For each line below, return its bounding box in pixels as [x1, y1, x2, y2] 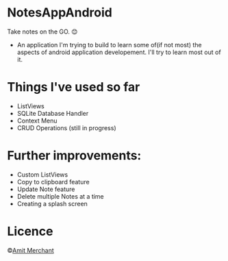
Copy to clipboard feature [16, 177, 90, 186]
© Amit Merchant [7, 246, 54, 254]
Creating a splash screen [16, 199, 88, 208]
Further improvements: [7, 148, 142, 164]
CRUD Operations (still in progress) [16, 123, 116, 132]
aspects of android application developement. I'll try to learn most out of [16, 48, 221, 56]
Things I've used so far [7, 79, 140, 95]
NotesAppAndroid [7, 5, 113, 21]
